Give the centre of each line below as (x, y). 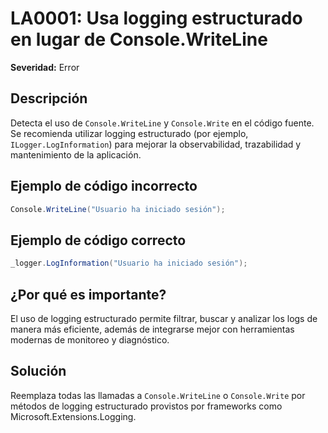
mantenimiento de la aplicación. (76, 154)
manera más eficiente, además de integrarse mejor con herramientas (152, 329)
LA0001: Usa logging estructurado (156, 18)
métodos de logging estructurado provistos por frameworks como (146, 406)
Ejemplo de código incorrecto (104, 186)
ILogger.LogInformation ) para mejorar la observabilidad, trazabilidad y (156, 144)
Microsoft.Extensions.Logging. (73, 416)
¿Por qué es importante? (88, 294)
